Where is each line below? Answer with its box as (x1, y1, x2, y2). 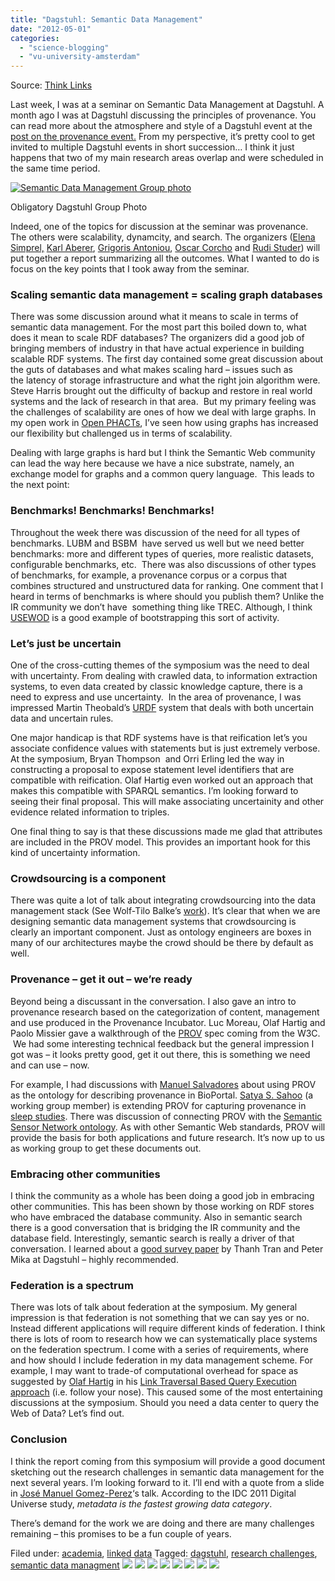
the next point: (10, 479, 70, 491)
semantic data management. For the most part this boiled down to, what (10, 321, 307, 333)
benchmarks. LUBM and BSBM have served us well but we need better (10, 537, 305, 549)
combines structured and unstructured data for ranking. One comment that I (10, 579, 324, 591)
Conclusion (10, 1432, 68, 1446)
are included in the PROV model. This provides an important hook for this (10, 836, 311, 848)
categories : (10, 33, 60, 43)
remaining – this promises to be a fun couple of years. (10, 1527, 232, 1540)
